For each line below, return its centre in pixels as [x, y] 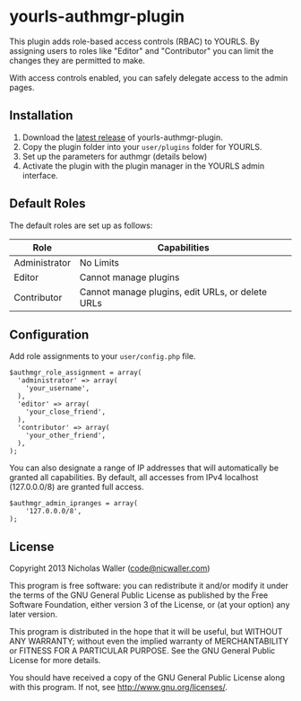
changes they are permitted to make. [77, 60]
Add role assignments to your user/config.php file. [103, 356]
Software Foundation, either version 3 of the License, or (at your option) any [150, 605]
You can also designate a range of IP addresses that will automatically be [144, 468]
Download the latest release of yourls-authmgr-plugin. [123, 137]
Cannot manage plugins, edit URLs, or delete [173, 292]
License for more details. [55, 661]
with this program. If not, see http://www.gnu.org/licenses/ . [119, 688]
